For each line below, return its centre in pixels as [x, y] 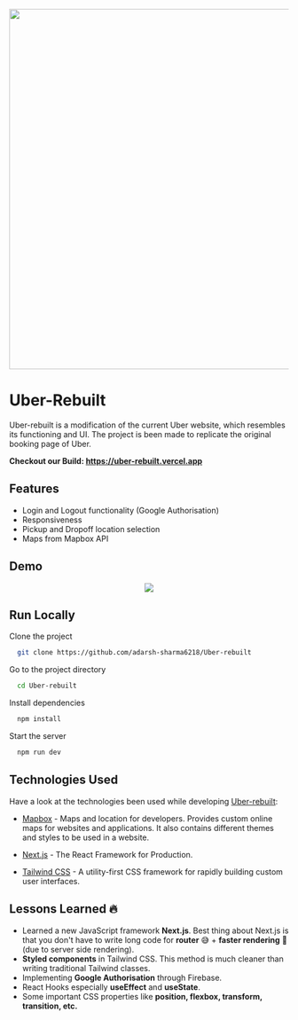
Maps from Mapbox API [65, 538]
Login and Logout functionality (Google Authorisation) [121, 510]
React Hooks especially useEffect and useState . [111, 987]
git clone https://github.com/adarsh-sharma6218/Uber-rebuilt [134, 653]
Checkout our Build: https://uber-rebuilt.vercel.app [106, 460]
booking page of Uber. [50, 443]
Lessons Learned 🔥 [63, 909]
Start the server [38, 736]
